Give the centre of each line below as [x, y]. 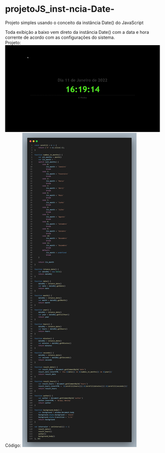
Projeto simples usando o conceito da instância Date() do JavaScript [74, 23]
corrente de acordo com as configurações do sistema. [60, 37]
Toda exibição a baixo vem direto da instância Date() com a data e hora [77, 32]
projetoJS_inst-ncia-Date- [60, 9]
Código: [13, 446]
